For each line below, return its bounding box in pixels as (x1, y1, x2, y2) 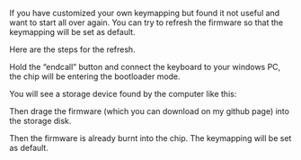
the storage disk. (9, 116, 72, 126)
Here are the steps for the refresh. (9, 44, 137, 55)
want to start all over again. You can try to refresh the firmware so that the (9, 17, 284, 28)
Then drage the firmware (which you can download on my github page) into (9, 106, 290, 116)
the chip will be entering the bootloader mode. (9, 71, 181, 82)
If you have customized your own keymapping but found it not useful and (9, 8, 280, 18)
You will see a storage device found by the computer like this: (9, 89, 237, 99)
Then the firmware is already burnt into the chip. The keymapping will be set (9, 133, 292, 143)
